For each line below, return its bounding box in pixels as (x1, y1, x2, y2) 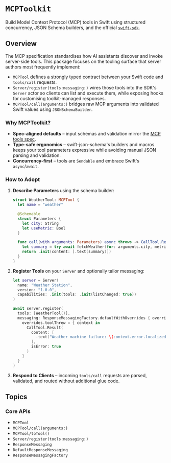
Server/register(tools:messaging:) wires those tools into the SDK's (12, 84, 157, 90)
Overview (5, 39, 37, 48)
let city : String (22, 221, 59, 226)
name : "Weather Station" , (17, 283, 72, 288)
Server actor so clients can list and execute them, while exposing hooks (12, 90, 164, 96)
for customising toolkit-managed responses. (12, 95, 106, 101)
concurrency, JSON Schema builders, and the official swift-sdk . (5, 25, 140, 31)
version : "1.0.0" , (17, 287, 57, 292)
